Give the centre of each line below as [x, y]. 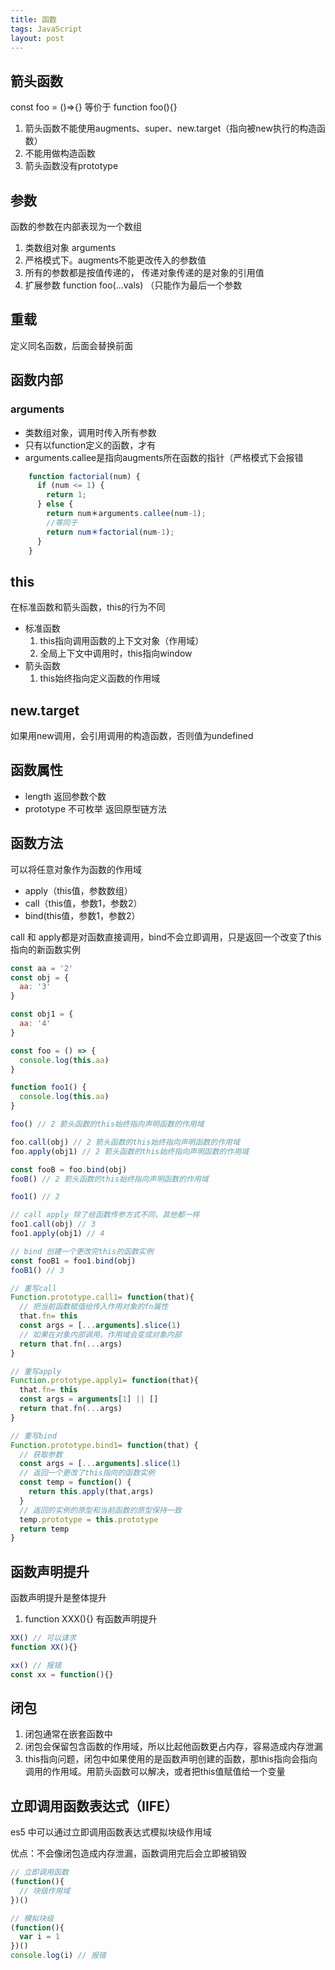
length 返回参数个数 [65, 796]
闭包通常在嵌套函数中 [68, 1734]
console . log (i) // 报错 [58, 1956]
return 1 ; [66, 495]
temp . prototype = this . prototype [89, 1519]
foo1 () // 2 [35, 1197]
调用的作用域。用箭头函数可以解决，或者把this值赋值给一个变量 [155, 1772]
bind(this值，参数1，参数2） [82, 915]
